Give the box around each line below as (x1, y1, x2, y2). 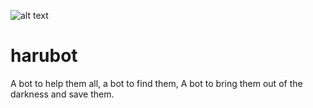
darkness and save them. (10, 88, 115, 100)
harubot (10, 45, 78, 67)
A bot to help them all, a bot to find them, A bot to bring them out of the (10, 77, 303, 89)
